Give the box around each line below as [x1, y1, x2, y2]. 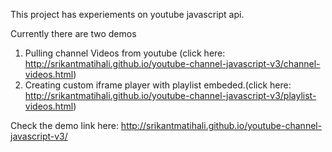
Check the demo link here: [10, 120, 119, 131]
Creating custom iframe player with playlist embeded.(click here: [24, 79, 292, 91]
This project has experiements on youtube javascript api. [10, 9, 245, 20]
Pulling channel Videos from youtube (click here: [24, 47, 226, 59]
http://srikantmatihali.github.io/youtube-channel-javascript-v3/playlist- [24, 90, 317, 101]
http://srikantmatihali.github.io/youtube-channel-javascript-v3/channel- [24, 58, 321, 69]
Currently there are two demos [10, 28, 137, 39]
